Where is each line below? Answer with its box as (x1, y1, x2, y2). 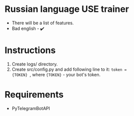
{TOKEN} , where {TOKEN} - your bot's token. (11, 71, 101, 77)
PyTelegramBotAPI (11, 105, 50, 111)
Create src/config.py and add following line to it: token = (11, 66, 127, 72)
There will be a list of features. (11, 20, 74, 26)
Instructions (4, 45, 56, 56)
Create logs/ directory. (11, 61, 58, 67)
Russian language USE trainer (4, 3, 129, 15)
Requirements (4, 89, 64, 100)
